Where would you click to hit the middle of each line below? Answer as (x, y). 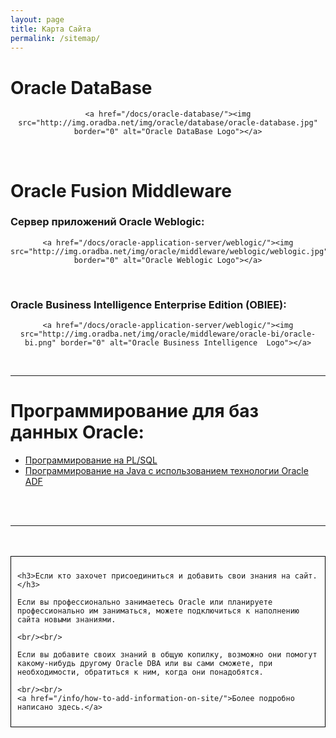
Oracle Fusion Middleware (121, 190)
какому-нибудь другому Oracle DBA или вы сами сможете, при (145, 664)
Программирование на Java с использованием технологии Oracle (166, 471)
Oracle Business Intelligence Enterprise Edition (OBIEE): (148, 304)
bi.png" (40, 343)
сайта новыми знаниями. (67, 620)
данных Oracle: (77, 432)
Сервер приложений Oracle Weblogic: (107, 222)
